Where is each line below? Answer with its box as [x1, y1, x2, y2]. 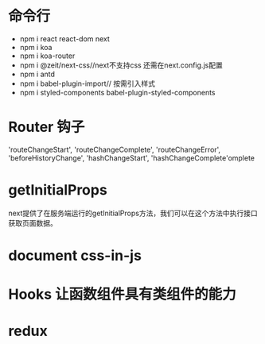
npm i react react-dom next [19, 33, 110, 44]
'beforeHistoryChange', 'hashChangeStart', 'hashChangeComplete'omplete [8, 153, 255, 163]
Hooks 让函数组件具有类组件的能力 [8, 285, 236, 303]
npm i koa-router [19, 51, 76, 60]
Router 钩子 [8, 118, 85, 136]
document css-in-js [8, 247, 142, 265]
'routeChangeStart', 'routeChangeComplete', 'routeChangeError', [8, 145, 221, 154]
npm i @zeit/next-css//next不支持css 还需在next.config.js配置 [19, 60, 223, 70]
